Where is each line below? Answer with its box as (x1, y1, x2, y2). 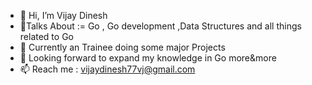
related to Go (19, 31, 74, 42)
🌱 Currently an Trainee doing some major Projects (19, 41, 226, 53)
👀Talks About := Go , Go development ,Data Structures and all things (19, 20, 302, 32)
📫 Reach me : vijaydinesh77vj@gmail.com (19, 63, 196, 75)
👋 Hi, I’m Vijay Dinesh (19, 10, 108, 21)
